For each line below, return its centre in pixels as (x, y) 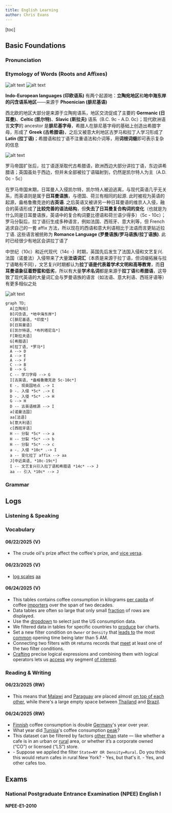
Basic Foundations (36, 45)
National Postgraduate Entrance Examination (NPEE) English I (83, 794)
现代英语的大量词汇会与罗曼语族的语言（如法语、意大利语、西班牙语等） (90, 277)
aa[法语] (18, 418)
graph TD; (16, 303)
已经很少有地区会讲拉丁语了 (39, 241)
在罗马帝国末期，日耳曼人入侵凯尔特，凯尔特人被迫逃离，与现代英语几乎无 (84, 190)
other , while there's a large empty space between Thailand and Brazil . (86, 702)
